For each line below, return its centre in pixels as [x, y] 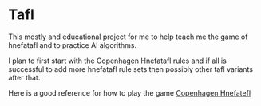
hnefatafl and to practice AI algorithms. [73, 45]
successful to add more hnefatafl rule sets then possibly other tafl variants [131, 69]
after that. [24, 77]
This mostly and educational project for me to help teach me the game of [128, 37]
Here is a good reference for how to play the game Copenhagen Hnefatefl [130, 92]
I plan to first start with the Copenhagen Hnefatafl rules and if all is [118, 61]
